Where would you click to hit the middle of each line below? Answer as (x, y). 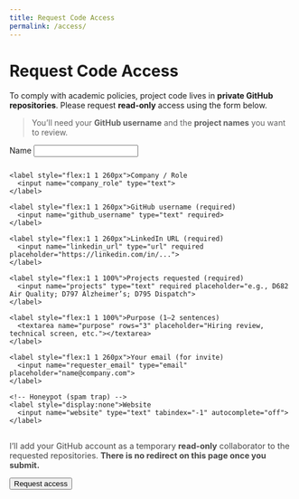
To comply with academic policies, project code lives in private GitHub (141, 96)
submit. (25, 465)
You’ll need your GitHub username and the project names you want (159, 123)
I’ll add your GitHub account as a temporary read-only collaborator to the (150, 446)
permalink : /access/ (48, 26)
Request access (41, 484)
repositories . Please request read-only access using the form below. (139, 106)
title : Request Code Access (62, 18)
